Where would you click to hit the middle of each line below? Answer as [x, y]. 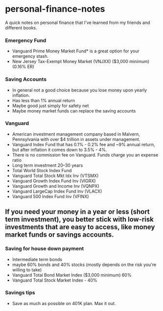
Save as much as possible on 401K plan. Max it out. [64, 303]
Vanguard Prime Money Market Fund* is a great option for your [76, 51]
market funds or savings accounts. [59, 235]
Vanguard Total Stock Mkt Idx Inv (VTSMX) [55, 176]
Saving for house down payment [45, 249]
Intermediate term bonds [37, 259]
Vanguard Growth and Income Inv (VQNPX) [56, 186]
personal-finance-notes [55, 9]
